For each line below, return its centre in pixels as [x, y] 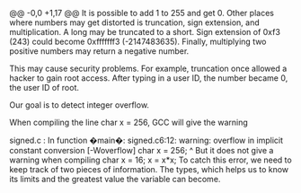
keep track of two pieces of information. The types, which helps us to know [149, 169]
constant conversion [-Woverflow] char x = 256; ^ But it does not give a [142, 150]
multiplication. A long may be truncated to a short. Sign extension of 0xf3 [145, 32]
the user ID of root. [44, 88]
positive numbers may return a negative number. [99, 51]
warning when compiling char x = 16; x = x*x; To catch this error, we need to [150, 160]
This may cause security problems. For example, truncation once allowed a [148, 68]
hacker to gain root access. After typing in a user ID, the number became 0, [149, 78]
